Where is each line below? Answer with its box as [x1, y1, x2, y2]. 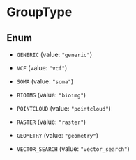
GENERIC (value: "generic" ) [16, 50, 92, 58]
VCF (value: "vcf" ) [16, 64, 68, 72]
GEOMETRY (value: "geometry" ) [16, 131, 99, 139]
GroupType [6, 4, 73, 20]
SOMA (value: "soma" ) [16, 77, 74, 86]
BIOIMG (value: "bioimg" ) [16, 91, 86, 99]
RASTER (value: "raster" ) [16, 118, 86, 126]
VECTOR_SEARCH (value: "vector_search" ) [16, 145, 130, 153]
